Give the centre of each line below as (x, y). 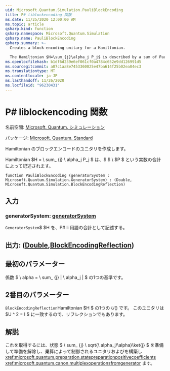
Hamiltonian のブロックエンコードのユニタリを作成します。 (67, 148)
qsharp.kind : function (29, 29)
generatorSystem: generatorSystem (51, 216)
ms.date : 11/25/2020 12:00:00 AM (40, 19)
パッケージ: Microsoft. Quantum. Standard (49, 138)
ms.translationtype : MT (30, 71)
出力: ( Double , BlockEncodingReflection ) (70, 245)
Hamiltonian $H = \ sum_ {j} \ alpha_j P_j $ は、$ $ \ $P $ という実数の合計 (83, 159)
